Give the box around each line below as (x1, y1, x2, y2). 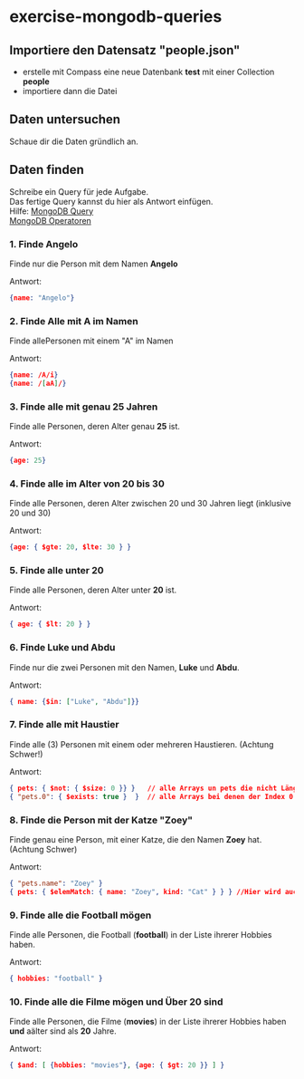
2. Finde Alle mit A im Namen (9, 314, 138, 327)
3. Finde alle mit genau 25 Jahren (9, 400, 158, 413)
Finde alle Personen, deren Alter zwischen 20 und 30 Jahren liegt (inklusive (9, 498, 291, 509)
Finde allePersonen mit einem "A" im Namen (9, 335, 174, 346)
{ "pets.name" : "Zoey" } (9, 879, 103, 888)
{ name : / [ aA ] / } (9, 379, 67, 388)
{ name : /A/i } (9, 371, 59, 380)
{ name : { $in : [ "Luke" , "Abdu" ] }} (9, 697, 140, 706)
